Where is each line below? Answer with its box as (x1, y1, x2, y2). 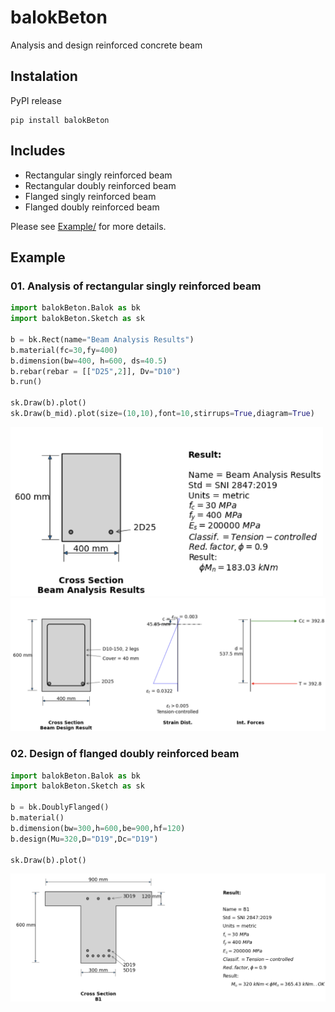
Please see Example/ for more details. (10, 220, 167, 232)
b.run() (10, 377, 43, 387)
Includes (10, 142, 66, 160)
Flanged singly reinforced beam (24, 190, 157, 202)
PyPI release (10, 94, 62, 106)
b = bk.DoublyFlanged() (10, 802, 110, 813)
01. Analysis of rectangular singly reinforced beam (10, 279, 262, 293)
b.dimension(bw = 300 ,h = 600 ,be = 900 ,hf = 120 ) (10, 823, 186, 833)
